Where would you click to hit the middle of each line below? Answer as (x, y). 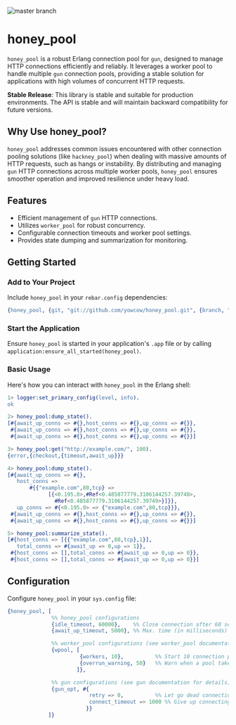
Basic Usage (29, 369)
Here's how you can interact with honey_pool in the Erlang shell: (99, 385)
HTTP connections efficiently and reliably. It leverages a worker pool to (110, 66)
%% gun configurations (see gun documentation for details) (141, 682)
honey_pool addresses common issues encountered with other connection (114, 148)
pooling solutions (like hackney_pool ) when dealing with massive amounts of (117, 156)
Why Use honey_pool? (57, 132)
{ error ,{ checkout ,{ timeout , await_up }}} (66, 456)
